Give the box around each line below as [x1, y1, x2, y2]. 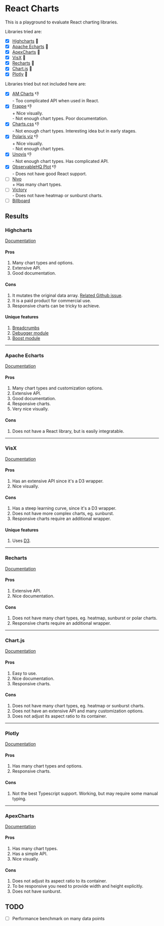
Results [5, 212, 29, 220]
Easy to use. [12, 670, 37, 676]
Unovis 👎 [12, 151, 32, 157]
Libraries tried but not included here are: [5, 81, 86, 87]
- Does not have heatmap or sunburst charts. [12, 192, 103, 198]
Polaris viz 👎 [12, 134, 39, 139]
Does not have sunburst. [12, 888, 62, 894]
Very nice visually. [12, 406, 49, 412]
